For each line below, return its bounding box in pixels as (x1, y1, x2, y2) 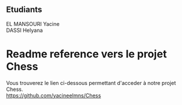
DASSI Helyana (6, 27, 43, 34)
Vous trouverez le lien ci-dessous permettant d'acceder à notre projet (6, 79, 176, 86)
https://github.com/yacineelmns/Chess (6, 91, 102, 99)
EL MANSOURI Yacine (6, 20, 60, 27)
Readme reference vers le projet (6, 47, 167, 61)
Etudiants (6, 5, 43, 15)
